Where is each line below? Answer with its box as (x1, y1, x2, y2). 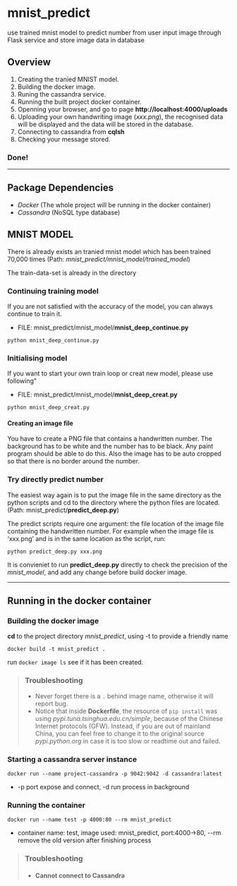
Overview (7, 56, 51, 68)
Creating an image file (7, 418, 74, 427)
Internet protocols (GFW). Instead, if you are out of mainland (35, 722, 211, 730)
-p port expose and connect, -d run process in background (17, 783, 190, 791)
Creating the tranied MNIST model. (17, 75, 119, 83)
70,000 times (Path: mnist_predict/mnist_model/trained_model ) (7, 255, 190, 263)
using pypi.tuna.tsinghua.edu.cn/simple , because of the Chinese (35, 714, 224, 722)
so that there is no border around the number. (7, 457, 140, 466)
